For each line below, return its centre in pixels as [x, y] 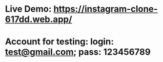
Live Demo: [28, 9]
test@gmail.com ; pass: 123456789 [78, 52]
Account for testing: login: [59, 42]
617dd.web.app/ [39, 19]
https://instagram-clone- [106, 9]
